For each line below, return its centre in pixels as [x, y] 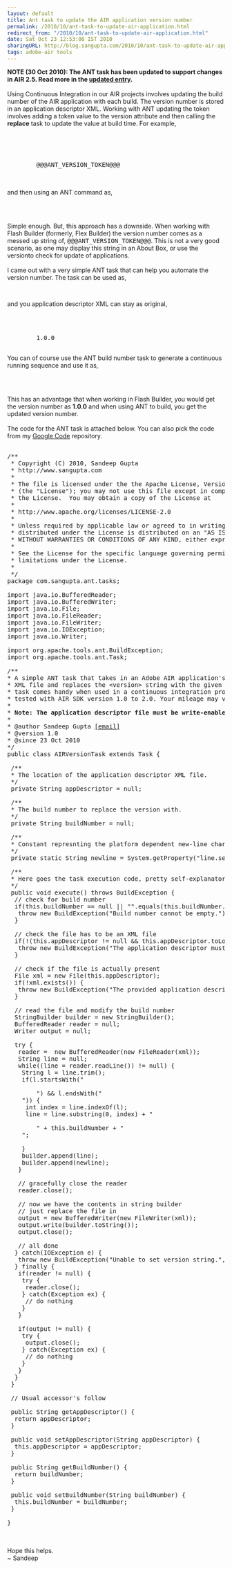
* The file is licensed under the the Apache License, [105, 484]
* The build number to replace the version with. [96, 809]
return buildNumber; [49, 1474]
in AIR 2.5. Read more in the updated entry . [70, 79]
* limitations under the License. [69, 560]
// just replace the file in [67, 1211]
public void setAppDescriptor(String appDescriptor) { [105, 1440]
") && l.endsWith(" [69, 1093]
